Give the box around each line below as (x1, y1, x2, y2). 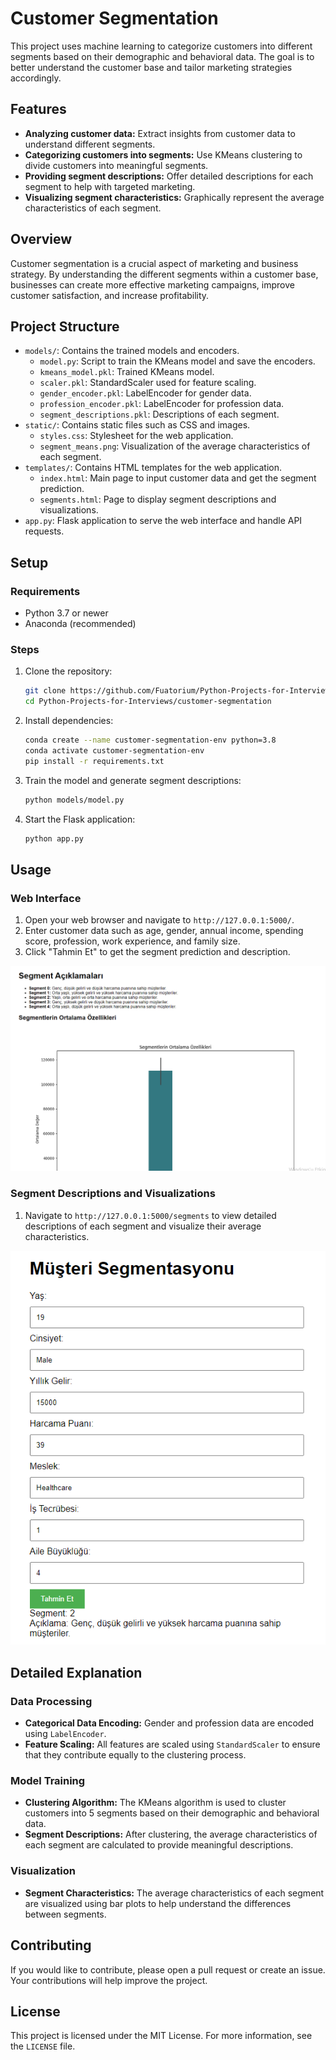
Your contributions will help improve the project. (10, 1974, 208, 1986)
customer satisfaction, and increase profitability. (10, 289, 210, 301)
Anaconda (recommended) (24, 618, 137, 630)
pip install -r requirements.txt (24, 756, 165, 766)
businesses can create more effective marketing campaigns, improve (10, 278, 295, 291)
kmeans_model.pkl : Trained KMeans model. (39, 366, 215, 378)
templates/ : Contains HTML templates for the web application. (24, 462, 282, 474)
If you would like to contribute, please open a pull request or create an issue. (10, 1963, 326, 1976)
